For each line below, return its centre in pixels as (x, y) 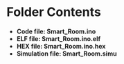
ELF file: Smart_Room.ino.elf (59, 38)
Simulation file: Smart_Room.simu (67, 54)
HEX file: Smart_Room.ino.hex (61, 46)
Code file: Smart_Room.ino (56, 31)
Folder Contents (54, 12)
